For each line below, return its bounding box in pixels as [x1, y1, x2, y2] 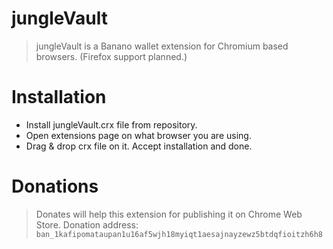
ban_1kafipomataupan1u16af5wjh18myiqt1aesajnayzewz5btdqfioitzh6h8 [35, 229, 323, 239]
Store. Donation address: [35, 218, 139, 231]
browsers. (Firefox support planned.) [35, 50, 188, 62]
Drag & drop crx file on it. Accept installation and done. [25, 140, 253, 152]
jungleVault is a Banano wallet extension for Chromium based [35, 40, 289, 52]
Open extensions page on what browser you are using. [25, 129, 252, 141]
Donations [11, 175, 99, 198]
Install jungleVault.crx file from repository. [25, 118, 198, 131]
